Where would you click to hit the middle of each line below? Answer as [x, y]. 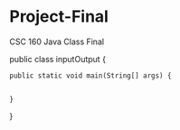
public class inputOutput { [58, 59]
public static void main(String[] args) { [90, 75]
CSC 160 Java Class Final [57, 42]
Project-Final [59, 17]
